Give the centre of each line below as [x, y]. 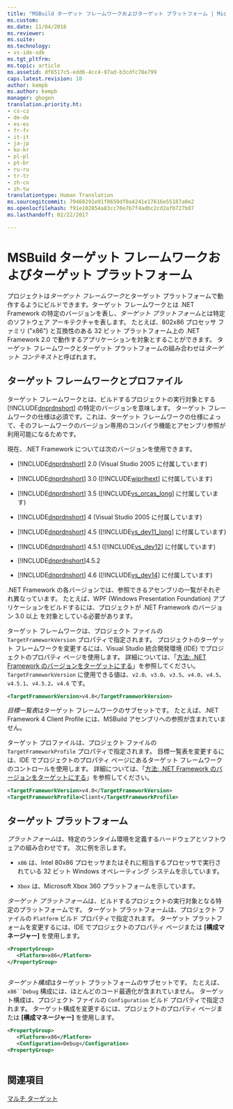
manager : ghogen [31, 98]
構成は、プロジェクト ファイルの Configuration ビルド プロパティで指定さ [119, 1000]
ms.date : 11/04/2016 [37, 27]
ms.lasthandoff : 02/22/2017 [48, 215]
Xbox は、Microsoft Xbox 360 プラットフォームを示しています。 [108, 886]
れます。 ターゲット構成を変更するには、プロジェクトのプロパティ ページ [112, 1008]
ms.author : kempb [32, 91]
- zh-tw [18, 189]
